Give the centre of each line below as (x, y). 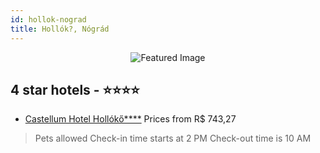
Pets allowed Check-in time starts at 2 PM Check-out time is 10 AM (173, 138)
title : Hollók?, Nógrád (60, 29)
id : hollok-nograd (48, 19)
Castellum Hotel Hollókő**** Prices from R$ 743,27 (130, 119)
